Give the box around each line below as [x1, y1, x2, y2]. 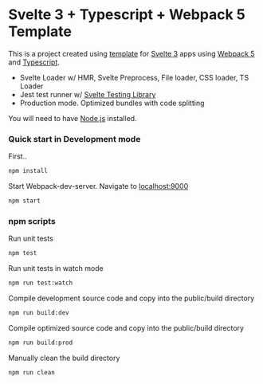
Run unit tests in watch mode [8, 264, 104, 273]
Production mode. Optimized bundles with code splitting [19, 98, 205, 108]
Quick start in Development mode [8, 133, 141, 144]
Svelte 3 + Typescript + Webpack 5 [8, 6, 245, 24]
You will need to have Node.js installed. [8, 113, 137, 123]
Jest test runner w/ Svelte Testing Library [19, 89, 156, 99]
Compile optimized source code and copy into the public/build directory [8, 323, 245, 332]
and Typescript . [8, 57, 60, 67]
